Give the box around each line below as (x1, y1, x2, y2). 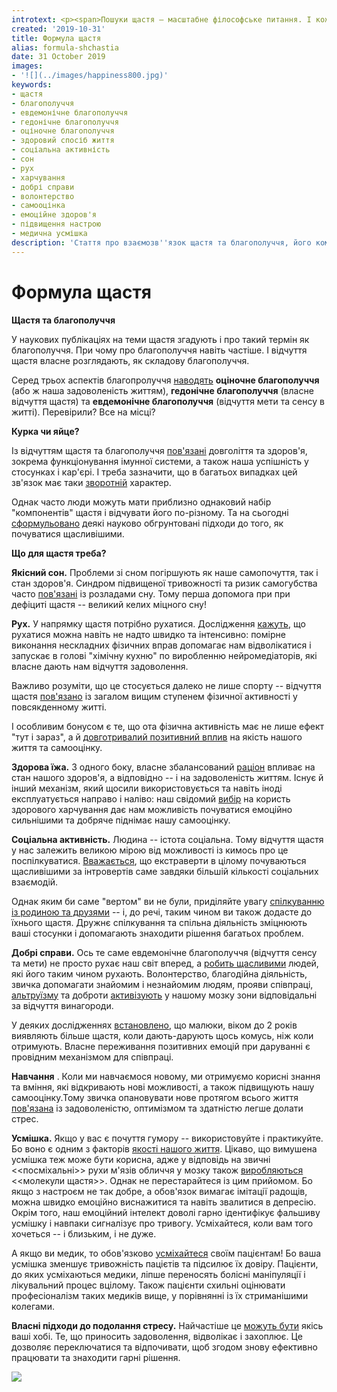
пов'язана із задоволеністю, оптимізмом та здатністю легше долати (11, 1102, 304, 1114)
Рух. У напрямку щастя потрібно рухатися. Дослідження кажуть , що (11, 617, 306, 630)
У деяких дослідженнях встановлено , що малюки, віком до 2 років (11, 1019, 298, 1031)
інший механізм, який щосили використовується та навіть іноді (11, 782, 283, 794)
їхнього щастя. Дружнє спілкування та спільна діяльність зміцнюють (11, 916, 308, 928)
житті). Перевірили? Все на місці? (11, 406, 156, 418)
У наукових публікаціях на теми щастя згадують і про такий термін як (11, 333, 310, 345)
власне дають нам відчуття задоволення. (11, 660, 189, 672)
